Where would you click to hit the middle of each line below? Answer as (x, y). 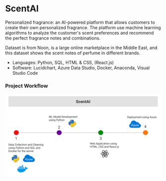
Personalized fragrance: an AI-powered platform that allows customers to (80, 22)
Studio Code (25, 73)
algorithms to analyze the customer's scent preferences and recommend (80, 33)
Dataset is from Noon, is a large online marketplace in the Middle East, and (81, 47)
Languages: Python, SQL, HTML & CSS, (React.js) (63, 62)
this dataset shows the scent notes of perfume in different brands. (73, 53)
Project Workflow (27, 86)
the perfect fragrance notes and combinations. (53, 38)
